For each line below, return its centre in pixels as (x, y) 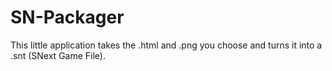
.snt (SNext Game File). (58, 55)
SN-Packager (67, 17)
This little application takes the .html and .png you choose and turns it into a (166, 45)
